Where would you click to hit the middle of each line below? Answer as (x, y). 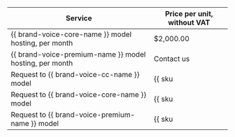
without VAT (189, 22)
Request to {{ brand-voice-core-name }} (79, 95)
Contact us (172, 59)
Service (79, 18)
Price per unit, (189, 14)
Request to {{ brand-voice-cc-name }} (75, 74)
